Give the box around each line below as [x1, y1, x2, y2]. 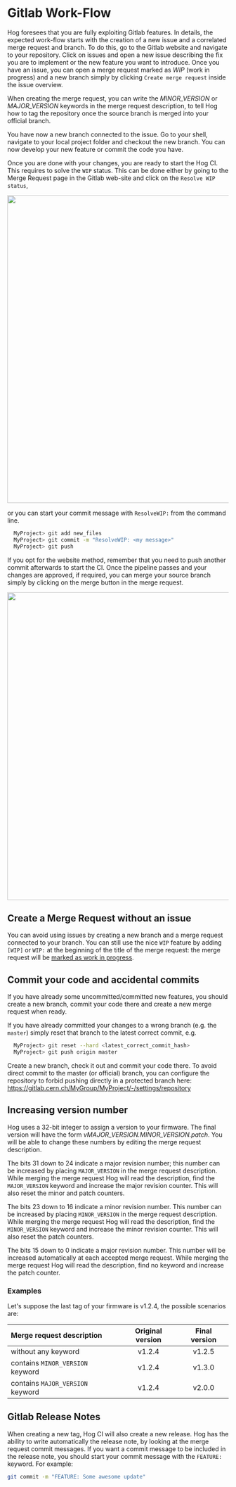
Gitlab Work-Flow [7, 5, 112, 21]
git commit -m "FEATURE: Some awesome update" [7, 1473, 146, 1480]
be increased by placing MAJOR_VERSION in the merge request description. [7, 1166, 218, 1175]
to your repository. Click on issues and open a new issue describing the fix [7, 51, 223, 59]
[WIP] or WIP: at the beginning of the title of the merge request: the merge [7, 946, 221, 955]
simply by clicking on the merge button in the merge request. [7, 578, 184, 587]
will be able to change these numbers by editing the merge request [7, 1137, 202, 1146]
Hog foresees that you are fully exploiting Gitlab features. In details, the [7, 28, 214, 37]
